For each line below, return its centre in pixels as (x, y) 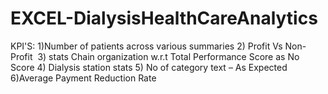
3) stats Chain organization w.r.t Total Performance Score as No (168, 56)
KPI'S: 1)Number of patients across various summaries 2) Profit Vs (146, 46)
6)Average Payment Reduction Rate (83, 78)
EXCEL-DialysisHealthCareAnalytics (164, 18)
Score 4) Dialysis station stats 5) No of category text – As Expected (149, 67)
